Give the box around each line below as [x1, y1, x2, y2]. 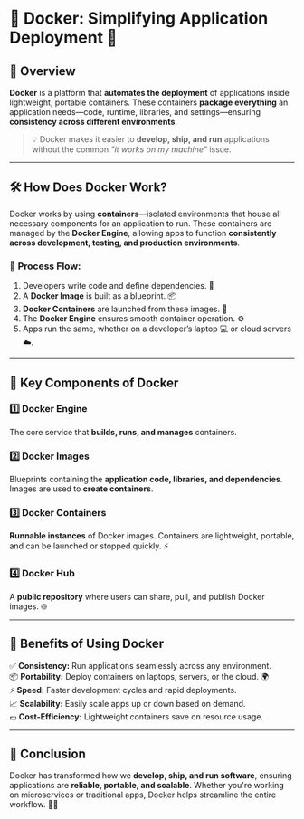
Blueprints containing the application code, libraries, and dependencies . [9, 474, 283, 485]
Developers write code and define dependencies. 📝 [22, 281, 214, 291]
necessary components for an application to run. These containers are [9, 217, 272, 229]
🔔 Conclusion [9, 746, 86, 761]
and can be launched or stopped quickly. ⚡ [9, 540, 169, 551]
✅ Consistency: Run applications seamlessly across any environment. [9, 660, 271, 671]
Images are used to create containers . [9, 483, 154, 494]
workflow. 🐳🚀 [9, 799, 59, 810]
